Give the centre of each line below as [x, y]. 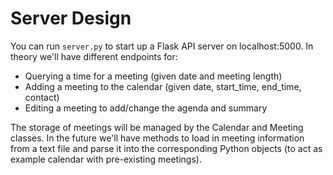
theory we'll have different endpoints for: [94, 56]
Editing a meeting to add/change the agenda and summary [146, 108]
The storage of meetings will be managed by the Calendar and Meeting [157, 127]
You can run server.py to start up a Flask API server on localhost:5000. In [162, 46]
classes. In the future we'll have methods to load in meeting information [157, 138]
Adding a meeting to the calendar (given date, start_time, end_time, [163, 86]
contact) [42, 97]
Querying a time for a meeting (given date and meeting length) [153, 76]
